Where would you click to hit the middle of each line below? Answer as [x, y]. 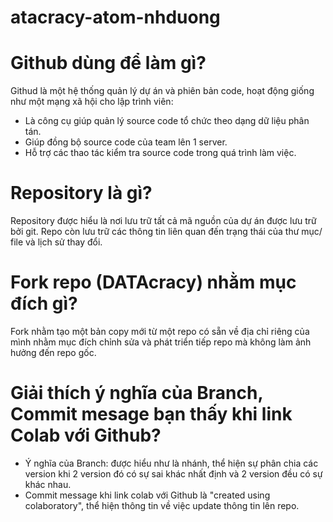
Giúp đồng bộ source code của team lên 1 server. [126, 142]
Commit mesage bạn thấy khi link [151, 414]
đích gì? [44, 303]
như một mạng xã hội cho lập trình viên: [92, 102]
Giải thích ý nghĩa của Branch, [136, 393]
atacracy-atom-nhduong [115, 17]
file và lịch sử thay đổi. [56, 242]
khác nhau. [48, 484]
